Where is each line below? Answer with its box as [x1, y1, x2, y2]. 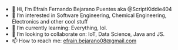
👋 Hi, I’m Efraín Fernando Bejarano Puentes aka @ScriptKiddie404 [11, 6, 172, 12]
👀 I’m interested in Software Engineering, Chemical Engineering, [11, 12, 167, 19]
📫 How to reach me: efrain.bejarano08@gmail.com [11, 37, 137, 44]
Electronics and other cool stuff [11, 18, 88, 25]
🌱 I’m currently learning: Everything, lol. [11, 24, 108, 31]
